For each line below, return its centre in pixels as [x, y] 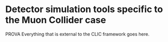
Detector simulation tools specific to [84, 9]
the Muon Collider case [56, 20]
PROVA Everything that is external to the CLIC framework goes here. [77, 34]
